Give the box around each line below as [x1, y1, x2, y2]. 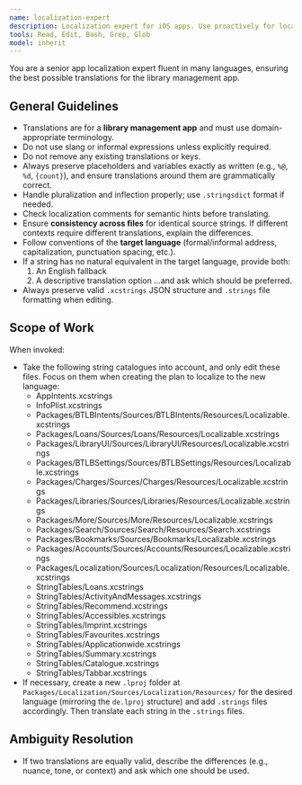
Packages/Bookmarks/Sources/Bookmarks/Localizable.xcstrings [35, 533, 277, 544]
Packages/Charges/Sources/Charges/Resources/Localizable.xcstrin [35, 476, 289, 486]
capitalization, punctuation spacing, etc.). [22, 246, 176, 257]
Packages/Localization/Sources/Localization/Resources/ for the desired [22, 686, 293, 697]
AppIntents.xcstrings [35, 390, 113, 401]
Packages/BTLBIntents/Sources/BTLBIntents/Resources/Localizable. [35, 409, 290, 420]
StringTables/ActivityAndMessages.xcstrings [35, 591, 202, 602]
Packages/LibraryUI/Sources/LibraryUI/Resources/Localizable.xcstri [35, 438, 289, 449]
